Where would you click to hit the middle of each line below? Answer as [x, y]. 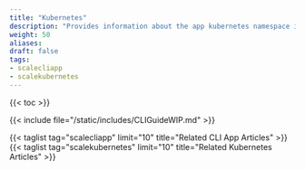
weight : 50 [30, 34]
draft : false [34, 52]
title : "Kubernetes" [49, 18]
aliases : [26, 43]
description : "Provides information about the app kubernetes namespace [150, 26]
